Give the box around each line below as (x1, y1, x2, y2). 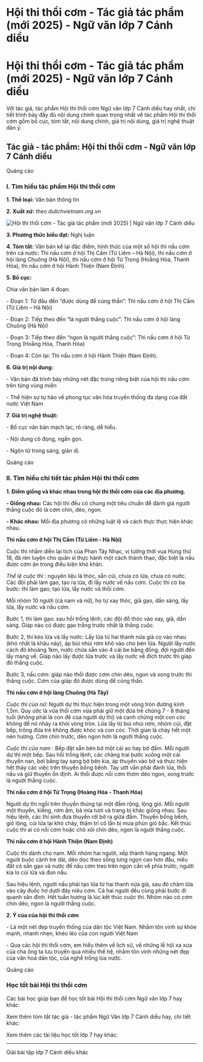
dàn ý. (6, 124, 22, 131)
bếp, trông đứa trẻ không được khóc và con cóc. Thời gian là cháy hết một (6, 726, 192, 734)
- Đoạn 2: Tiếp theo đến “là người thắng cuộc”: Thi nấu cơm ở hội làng (6, 316, 181, 323)
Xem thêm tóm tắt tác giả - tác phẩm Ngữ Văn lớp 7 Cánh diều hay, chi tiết (6, 1013, 192, 1020)
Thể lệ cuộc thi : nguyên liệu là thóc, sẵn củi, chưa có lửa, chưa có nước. (6, 572, 187, 579)
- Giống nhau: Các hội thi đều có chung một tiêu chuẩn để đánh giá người (6, 499, 190, 506)
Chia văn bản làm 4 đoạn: (6, 286, 71, 293)
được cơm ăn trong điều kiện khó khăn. (6, 560, 104, 568)
